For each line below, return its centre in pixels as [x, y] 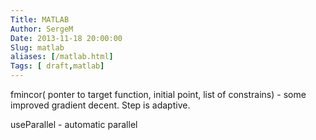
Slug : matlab [37, 47]
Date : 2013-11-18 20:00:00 [66, 38]
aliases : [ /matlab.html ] [62, 57]
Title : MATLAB [40, 19]
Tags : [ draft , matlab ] [57, 66]
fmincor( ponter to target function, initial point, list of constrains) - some [158, 94]
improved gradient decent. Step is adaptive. [100, 105]
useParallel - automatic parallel [74, 124]
